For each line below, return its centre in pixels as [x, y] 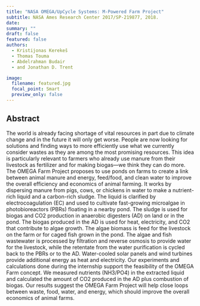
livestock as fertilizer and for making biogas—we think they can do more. [96, 165]
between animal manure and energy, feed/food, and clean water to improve [99, 177]
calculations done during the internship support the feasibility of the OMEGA [100, 266]
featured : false [26, 39]
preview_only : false [37, 95]
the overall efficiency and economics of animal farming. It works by [89, 184]
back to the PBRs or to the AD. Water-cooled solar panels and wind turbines [99, 254]
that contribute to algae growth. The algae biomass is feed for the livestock [99, 228]
